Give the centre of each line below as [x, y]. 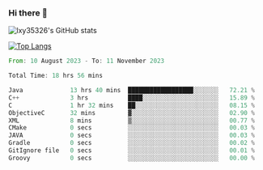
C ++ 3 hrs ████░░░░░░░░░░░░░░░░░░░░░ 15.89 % [131, 98]
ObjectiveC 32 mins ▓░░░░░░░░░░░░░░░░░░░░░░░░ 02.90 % [131, 113]
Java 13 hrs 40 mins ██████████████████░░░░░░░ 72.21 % [131, 91]
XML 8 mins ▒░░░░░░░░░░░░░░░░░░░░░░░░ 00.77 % [131, 121]
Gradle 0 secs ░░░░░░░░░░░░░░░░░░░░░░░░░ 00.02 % [131, 143]
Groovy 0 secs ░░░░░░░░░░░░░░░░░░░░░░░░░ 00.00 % [131, 158]
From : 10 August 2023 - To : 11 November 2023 [86, 61]
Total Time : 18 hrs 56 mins [56, 76]
